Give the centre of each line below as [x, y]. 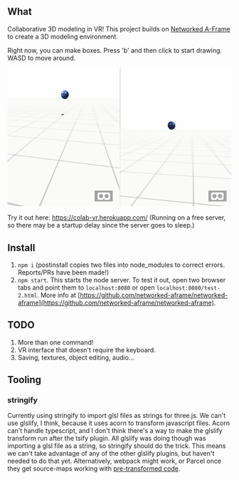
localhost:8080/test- [188, 288]
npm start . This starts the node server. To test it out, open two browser [122, 280]
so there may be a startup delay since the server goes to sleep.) [101, 225]
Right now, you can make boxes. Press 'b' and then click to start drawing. [115, 50]
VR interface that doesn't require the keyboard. [87, 349]
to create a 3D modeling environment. [63, 36]
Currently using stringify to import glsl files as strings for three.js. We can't [117, 416]
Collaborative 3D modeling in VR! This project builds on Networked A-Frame [119, 29]
